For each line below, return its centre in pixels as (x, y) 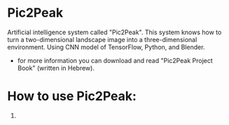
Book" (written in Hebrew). (56, 68)
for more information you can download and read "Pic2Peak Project (115, 60)
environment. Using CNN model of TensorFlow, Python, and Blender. (106, 47)
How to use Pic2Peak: (72, 96)
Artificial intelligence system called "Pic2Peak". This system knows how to (114, 32)
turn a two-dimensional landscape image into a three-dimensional (102, 39)
